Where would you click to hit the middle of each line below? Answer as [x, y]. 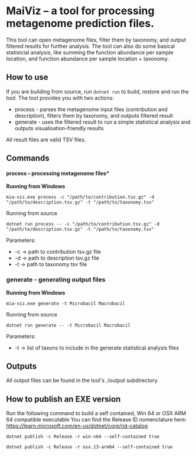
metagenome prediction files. [80, 23]
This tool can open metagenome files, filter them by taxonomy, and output [96, 40]
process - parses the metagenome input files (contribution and [91, 109]
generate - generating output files [56, 280]
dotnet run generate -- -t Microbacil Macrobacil [68, 325]
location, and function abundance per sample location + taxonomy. [88, 59]
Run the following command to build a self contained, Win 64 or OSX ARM [96, 413]
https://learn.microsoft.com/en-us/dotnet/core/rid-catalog [77, 426]
